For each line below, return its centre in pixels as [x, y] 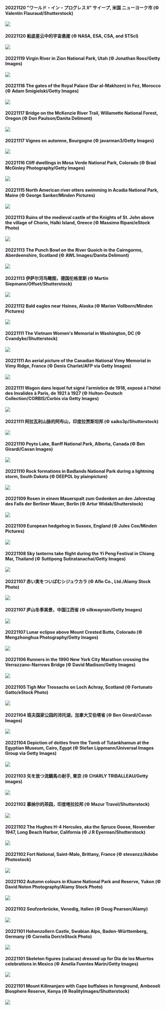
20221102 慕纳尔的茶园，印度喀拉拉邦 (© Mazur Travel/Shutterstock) [78, 804]
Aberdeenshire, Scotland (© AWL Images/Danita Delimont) [67, 255]
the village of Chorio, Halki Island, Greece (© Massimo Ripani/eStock [78, 223]
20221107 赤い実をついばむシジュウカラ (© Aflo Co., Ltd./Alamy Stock [78, 581]
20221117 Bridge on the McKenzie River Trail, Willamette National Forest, [82, 113]
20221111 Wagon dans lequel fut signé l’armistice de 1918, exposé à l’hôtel [83, 388]
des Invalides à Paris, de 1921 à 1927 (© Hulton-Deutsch [64, 393]
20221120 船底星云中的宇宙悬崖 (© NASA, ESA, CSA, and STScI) [72, 36]
